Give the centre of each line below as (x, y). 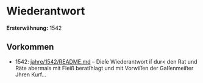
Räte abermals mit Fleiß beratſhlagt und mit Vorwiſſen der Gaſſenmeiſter (104, 68)
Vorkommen (30, 47)
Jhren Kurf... (31, 75)
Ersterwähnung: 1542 (34, 28)
